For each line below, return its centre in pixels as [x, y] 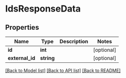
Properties [22, 27]
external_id [21, 58]
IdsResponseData [43, 9]
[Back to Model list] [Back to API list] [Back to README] [63, 70]
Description [74, 42]
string [47, 58]
